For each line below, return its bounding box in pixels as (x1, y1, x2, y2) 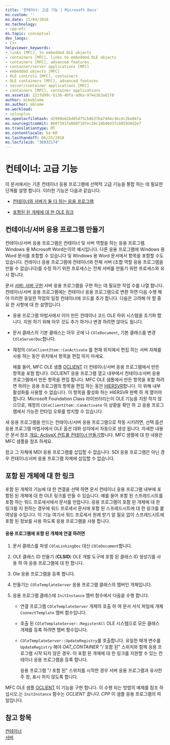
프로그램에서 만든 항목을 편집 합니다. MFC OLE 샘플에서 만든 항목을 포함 (12, 376, 155, 382)
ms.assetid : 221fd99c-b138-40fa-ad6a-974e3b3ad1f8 (5, 93, 114, 98)
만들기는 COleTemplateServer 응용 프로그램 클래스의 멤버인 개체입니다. (12, 581, 152, 587)
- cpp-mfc (5, 26, 26, 32)
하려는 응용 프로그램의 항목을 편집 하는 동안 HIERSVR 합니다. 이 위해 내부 (18, 382, 161, 389)
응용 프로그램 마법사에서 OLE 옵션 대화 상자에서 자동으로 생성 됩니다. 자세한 (5, 425, 154, 431)
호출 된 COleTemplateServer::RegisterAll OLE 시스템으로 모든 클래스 (20, 620, 160, 626)
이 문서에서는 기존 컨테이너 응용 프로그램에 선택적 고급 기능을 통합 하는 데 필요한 (5, 181, 163, 187)
